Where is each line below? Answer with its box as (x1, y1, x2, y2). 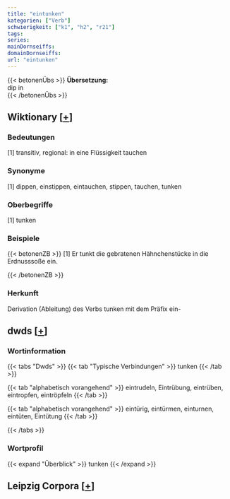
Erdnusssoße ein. (7, 257, 58, 266)
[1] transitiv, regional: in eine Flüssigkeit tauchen (7, 148, 147, 157)
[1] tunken (7, 216, 37, 225)
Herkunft (7, 288, 39, 298)
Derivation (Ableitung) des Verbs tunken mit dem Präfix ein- (7, 305, 181, 313)
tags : (7, 30, 23, 37)
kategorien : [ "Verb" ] (7, 17, 71, 24)
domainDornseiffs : (7, 50, 61, 57)
